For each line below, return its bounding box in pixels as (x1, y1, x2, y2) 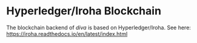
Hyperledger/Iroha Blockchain (6, 4, 162, 18)
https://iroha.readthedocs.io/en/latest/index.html (6, 30, 128, 37)
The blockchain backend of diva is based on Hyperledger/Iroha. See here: (6, 24, 191, 31)
